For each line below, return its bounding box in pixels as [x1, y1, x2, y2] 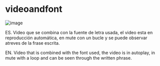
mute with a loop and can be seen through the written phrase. [5, 55, 132, 61]
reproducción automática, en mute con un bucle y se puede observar [5, 35, 148, 41]
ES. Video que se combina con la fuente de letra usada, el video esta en [5, 29, 153, 35]
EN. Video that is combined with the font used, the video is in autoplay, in [5, 50, 156, 56]
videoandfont [5, 3, 62, 15]
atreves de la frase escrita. [5, 40, 60, 46]
